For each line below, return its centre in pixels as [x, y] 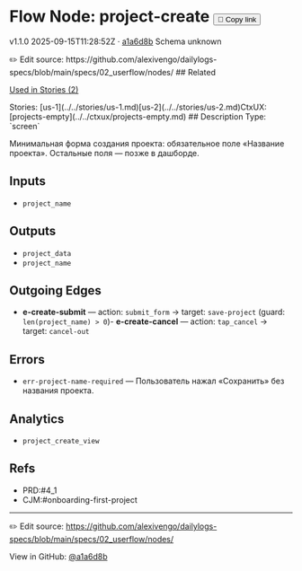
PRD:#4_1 [40, 490]
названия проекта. [58, 391]
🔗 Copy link [237, 20]
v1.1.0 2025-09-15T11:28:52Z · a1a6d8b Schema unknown [115, 41]
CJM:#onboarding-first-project [80, 499]
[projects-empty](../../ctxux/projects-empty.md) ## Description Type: [138, 116]
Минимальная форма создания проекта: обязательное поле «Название [147, 143]
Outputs [33, 231]
